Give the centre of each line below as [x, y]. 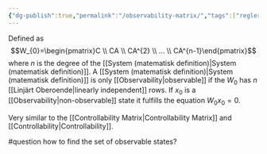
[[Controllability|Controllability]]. [61, 126]
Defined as [26, 38]
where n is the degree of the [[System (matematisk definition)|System [122, 63]
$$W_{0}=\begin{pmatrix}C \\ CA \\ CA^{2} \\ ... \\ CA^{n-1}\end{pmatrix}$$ [133, 50]
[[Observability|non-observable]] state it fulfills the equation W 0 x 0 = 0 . [124, 102]
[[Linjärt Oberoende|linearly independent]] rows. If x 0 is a [102, 91]
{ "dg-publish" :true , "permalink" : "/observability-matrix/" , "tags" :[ [122, 15]
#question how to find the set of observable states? [93, 142]
